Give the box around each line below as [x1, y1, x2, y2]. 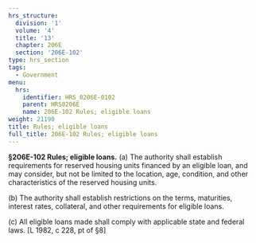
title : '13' [15, 33, 56, 42]
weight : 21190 [8, 116, 56, 123]
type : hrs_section [8, 57, 69, 65]
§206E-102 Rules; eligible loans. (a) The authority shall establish [8, 152, 223, 162]
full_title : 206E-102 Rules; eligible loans [8, 130, 158, 138]
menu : [8, 78, 26, 86]
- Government [15, 71, 59, 79]
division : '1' [15, 19, 62, 27]
